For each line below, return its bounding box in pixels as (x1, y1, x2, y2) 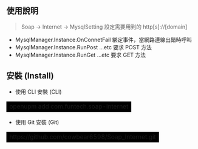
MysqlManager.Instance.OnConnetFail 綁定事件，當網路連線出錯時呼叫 (15, 36, 193, 43)
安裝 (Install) (6, 71, 54, 81)
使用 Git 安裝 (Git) (15, 118, 60, 126)
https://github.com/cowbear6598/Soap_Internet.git (9, 133, 156, 141)
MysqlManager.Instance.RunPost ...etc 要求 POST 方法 (15, 43, 152, 50)
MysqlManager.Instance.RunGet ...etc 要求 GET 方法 (15, 51, 146, 58)
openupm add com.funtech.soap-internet (9, 102, 129, 111)
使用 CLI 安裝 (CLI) (15, 88, 62, 95)
